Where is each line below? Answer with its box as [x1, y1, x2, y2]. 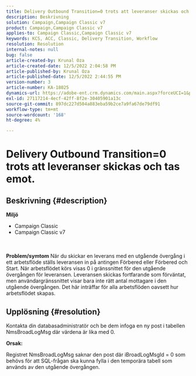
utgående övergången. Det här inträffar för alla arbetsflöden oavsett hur [6, 284, 179, 291]
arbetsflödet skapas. [6, 290, 56, 297]
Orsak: [6, 340, 23, 347]
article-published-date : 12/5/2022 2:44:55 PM [6, 74, 121, 80]
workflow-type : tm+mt [6, 106, 59, 112]
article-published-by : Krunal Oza [6, 68, 90, 74]
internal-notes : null [6, 47, 59, 53]
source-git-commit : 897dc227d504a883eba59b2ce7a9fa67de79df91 [6, 101, 160, 107]
